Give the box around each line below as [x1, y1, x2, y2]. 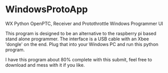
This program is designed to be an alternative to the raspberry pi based [5, 30, 157, 36]
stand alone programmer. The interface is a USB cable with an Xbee [5, 36, 149, 42]
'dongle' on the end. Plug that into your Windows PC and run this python [5, 41, 159, 47]
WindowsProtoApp [5, 4, 88, 15]
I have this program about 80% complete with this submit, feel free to [5, 56, 153, 62]
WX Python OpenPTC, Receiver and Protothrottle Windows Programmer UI [5, 20, 163, 27]
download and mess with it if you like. [5, 62, 85, 68]
